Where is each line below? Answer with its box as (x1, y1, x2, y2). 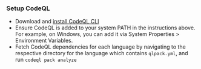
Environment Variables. (15, 37, 73, 44)
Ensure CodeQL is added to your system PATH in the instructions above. (15, 24, 196, 31)
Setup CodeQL (6, 4, 50, 13)
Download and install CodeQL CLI (15, 18, 99, 25)
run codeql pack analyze (15, 56, 77, 64)
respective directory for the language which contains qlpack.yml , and (15, 50, 189, 57)
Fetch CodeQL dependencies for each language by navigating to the (15, 43, 186, 50)
